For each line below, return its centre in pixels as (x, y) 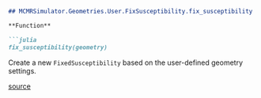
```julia (23, 40)
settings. (23, 70)
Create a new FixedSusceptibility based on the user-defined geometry (126, 62)
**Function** (30, 25)
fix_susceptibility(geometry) (58, 47)
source (20, 86)
